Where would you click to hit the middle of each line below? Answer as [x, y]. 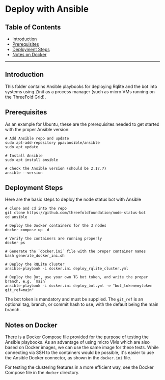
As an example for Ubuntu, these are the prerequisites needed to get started [82, 124]
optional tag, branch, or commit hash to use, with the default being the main [82, 304]
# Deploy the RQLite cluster [35, 264]
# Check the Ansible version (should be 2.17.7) [56, 168]
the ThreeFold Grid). [26, 97]
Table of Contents [33, 27]
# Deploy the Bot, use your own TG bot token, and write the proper [77, 277]
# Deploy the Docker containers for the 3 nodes [56, 226]
